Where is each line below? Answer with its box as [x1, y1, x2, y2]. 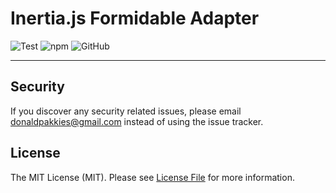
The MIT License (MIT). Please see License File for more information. [10, 171, 295, 183]
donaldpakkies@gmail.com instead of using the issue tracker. [10, 115, 264, 127]
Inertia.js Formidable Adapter [10, 7, 260, 30]
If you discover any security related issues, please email [10, 105, 242, 117]
